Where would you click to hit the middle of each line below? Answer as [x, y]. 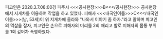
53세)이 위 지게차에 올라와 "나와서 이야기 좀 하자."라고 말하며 [87, 19]
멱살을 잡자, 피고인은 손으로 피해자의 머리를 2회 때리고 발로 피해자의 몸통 [79, 25]
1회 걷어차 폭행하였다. [30, 31]
